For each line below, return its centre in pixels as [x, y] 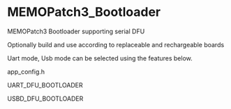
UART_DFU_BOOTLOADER [45, 85]
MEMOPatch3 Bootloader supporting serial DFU [76, 31]
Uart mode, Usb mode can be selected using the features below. [100, 58]
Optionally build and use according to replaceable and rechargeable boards [116, 44]
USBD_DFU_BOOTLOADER [45, 99]
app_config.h [26, 72]
